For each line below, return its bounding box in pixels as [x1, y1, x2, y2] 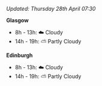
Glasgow [6, 17, 29, 23]
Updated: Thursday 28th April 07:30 [6, 5, 96, 12]
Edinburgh [6, 52, 33, 59]
